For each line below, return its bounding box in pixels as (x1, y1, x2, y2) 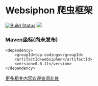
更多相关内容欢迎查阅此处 (5, 75, 59, 81)
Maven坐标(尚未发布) (5, 36, 58, 43)
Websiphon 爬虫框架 (5, 5, 93, 16)
